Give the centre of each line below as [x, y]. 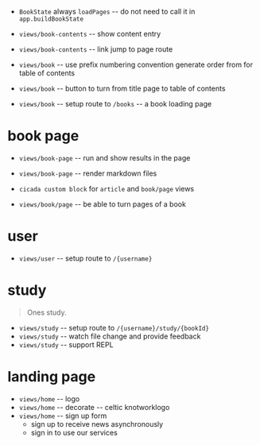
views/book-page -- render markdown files [88, 173]
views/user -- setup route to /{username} [85, 258]
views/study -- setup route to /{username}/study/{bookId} [114, 327]
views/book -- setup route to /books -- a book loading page [115, 104]
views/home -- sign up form [63, 416]
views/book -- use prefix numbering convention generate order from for [136, 64]
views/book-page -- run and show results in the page [105, 157]
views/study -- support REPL [66, 344]
